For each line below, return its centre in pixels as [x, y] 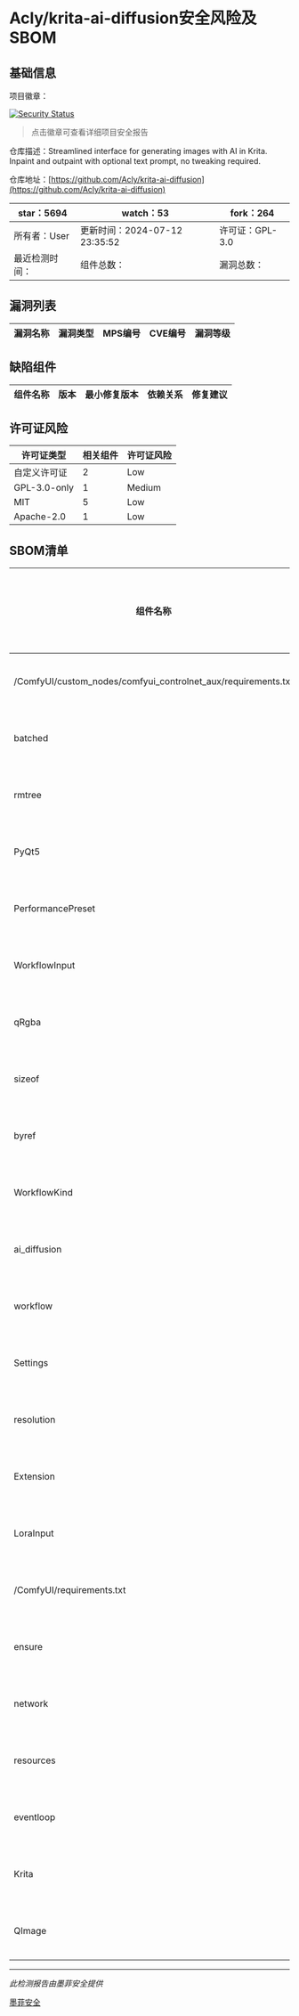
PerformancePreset [55, 909]
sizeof [27, 1079]
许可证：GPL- [248, 230]
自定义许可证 [41, 473]
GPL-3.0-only [44, 488]
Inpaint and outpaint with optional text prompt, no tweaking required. [135, 161]
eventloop [35, 1817]
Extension [34, 1477]
